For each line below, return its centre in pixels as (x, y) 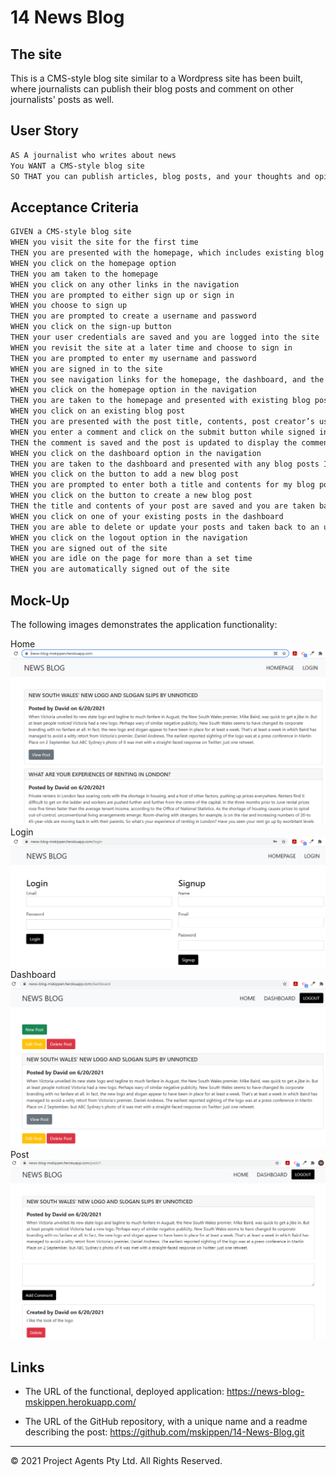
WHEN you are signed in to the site (86, 369)
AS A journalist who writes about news (93, 155)
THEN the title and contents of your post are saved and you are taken (162, 506)
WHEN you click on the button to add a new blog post (125, 474)
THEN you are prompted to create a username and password (133, 316)
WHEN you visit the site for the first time (104, 242)
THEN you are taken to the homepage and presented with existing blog (160, 401)
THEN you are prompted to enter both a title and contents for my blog (162, 485)
